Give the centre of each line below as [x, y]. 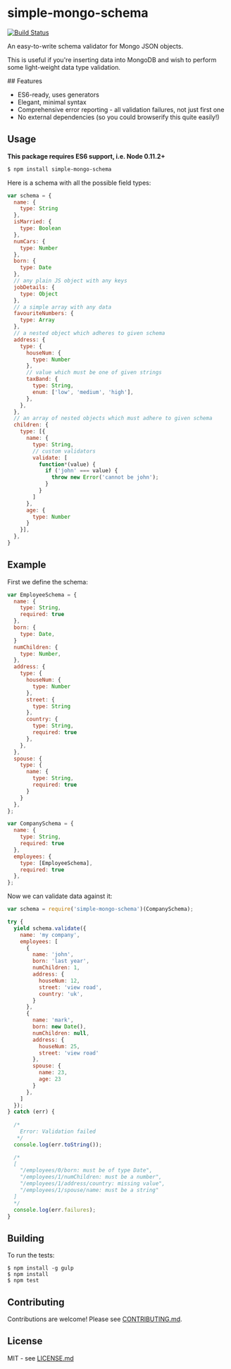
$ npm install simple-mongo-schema [60, 169]
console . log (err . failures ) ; [55, 1210]
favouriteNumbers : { [44, 314]
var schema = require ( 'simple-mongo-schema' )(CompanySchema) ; [100, 909]
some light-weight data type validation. [64, 67]
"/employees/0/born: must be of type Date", [86, 1171]
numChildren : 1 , [56, 968]
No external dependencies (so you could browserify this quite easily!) [118, 117]
